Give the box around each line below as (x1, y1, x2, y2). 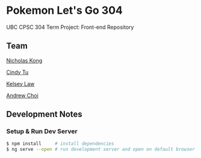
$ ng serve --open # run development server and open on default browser (6, 147, 196, 153)
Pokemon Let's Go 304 (6, 4, 123, 17)
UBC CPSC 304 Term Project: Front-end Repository (6, 23, 134, 31)
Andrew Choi (6, 91, 39, 99)
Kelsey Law (6, 80, 35, 87)
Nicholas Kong (6, 56, 43, 64)
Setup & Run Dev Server (6, 127, 78, 136)
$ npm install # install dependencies (6, 141, 114, 147)
